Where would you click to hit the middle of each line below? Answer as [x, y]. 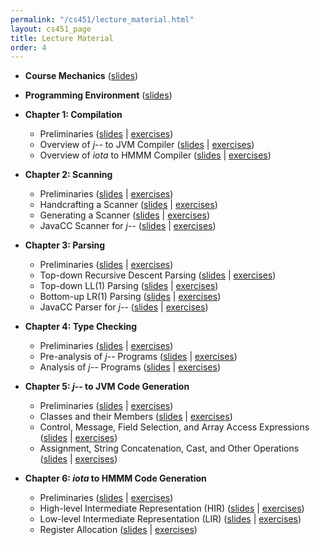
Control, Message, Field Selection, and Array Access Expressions [174, 427]
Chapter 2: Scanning [68, 175]
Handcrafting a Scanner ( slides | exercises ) [128, 205]
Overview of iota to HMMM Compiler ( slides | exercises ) [155, 155]
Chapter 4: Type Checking [81, 327]
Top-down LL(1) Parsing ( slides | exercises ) [129, 286]
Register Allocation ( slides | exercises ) [118, 530]
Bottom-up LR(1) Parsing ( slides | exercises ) [130, 297]
